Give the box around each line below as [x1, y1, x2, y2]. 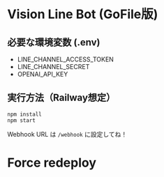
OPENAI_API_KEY [17, 70, 68, 78]
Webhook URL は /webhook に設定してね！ [7, 130, 128, 138]
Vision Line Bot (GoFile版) [7, 6, 158, 22]
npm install [7, 111, 42, 118]
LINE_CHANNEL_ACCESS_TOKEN [17, 55, 114, 63]
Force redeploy [7, 155, 96, 171]
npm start [7, 116, 36, 124]
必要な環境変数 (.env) [7, 36, 100, 48]
